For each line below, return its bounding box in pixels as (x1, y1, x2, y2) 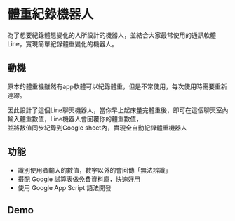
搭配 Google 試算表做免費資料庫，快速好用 (17, 175, 141, 183)
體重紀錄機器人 (7, 6, 94, 22)
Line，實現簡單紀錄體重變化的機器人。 (7, 39, 118, 48)
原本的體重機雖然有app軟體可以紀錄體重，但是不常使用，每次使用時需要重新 (7, 82, 228, 91)
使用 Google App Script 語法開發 (17, 183, 112, 192)
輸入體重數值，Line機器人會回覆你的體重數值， (7, 114, 142, 123)
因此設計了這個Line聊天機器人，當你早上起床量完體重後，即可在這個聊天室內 (7, 106, 229, 114)
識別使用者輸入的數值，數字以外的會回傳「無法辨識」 (17, 166, 172, 174)
